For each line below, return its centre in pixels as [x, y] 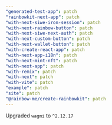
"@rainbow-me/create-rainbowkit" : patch [56, 99]
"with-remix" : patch [31, 72]
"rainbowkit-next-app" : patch [43, 17]
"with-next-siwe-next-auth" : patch [49, 33]
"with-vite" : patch [29, 83]
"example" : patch [27, 88]
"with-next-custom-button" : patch [48, 39]
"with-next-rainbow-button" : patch [49, 28]
